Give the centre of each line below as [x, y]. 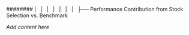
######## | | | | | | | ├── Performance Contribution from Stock [95, 9]
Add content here [28, 27]
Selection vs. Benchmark [37, 15]
